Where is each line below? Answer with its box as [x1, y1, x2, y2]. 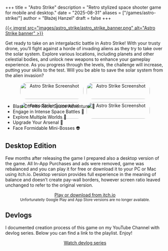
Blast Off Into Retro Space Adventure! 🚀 [12, 103, 95, 109]
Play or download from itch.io [54, 192, 116, 198]
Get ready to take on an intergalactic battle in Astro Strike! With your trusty [5, 40, 161, 46]
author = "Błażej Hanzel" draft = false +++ [23, 15, 111, 21]
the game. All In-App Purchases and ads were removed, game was [5, 160, 144, 166]
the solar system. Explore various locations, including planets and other [5, 51, 154, 57]
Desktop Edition [5, 141, 57, 150]
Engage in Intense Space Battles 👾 [12, 109, 85, 115]
